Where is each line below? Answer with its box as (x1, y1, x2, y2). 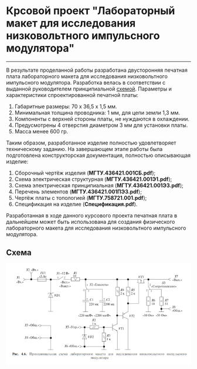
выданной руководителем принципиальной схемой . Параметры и (6, 85, 172, 92)
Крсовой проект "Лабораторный (6, 4, 175, 18)
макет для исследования (6, 16, 136, 30)
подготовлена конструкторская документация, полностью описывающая (6, 152, 191, 159)
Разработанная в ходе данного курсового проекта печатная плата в (6, 212, 178, 219)
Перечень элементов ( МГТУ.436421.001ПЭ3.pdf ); (14, 188, 142, 195)
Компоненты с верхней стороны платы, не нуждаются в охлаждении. (14, 115, 189, 122)
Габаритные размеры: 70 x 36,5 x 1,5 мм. (14, 103, 117, 110)
